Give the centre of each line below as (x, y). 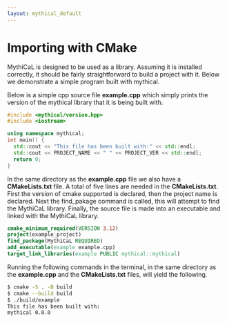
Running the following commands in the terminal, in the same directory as (112, 267)
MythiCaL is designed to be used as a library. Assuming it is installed (105, 67)
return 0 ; (27, 159)
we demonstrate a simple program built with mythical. (83, 81)
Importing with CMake (72, 47)
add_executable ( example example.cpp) (61, 248)
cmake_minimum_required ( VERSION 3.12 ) (63, 228)
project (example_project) (44, 235)
